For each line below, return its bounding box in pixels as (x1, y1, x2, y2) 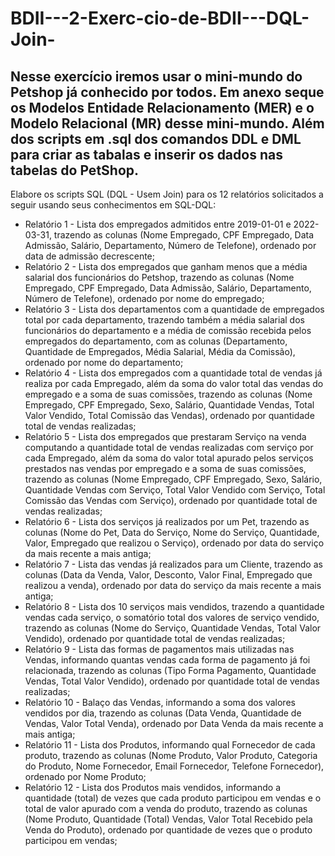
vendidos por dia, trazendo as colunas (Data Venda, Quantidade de (24, 707, 302, 719)
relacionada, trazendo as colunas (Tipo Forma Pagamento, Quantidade (24, 665, 317, 676)
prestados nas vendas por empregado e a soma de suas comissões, (24, 463, 307, 474)
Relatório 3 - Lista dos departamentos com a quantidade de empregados (24, 303, 325, 315)
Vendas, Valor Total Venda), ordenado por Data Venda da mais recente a (24, 718, 324, 729)
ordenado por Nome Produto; (24, 771, 147, 782)
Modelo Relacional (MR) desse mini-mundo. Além (10, 115, 325, 132)
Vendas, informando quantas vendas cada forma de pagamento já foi (24, 654, 311, 666)
